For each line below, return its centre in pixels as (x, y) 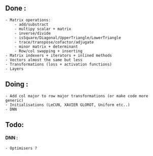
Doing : (17, 84)
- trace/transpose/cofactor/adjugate (54, 42)
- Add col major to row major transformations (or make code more (77, 96)
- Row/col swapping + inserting (48, 51)
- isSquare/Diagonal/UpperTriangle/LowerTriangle (68, 37)
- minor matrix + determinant (46, 47)
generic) (14, 100)
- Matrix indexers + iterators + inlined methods (59, 55)
